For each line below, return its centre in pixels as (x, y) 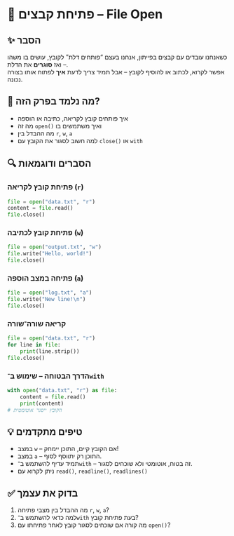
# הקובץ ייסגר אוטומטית (35, 410)
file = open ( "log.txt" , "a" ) (50, 293)
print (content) (42, 403)
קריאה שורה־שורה (37, 323)
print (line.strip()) (50, 351)
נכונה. (15, 79)
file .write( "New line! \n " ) (47, 300)
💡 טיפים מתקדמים (45, 432)
